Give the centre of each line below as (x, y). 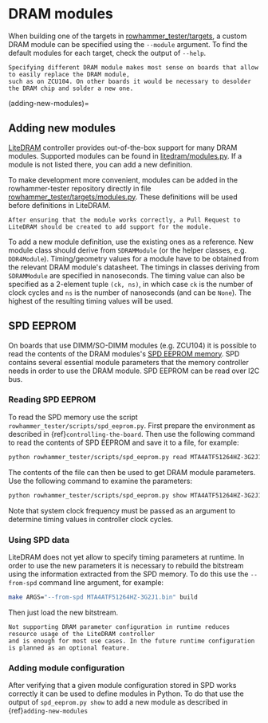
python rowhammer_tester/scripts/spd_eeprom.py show (98, 495)
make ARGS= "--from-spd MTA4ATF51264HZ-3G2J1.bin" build (103, 597)
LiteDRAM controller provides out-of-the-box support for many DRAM (123, 147)
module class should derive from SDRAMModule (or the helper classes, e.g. (128, 250)
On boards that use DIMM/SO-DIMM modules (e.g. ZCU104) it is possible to (132, 345)
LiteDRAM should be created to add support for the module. (110, 227)
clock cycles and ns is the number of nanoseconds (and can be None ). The (130, 293)
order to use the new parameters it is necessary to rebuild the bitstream (126, 565)
